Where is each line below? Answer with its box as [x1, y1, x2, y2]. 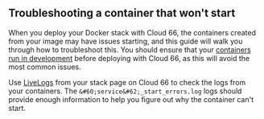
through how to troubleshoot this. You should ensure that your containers [8, 44, 251, 55]
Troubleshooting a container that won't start [8, 6, 236, 20]
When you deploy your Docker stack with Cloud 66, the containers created [8, 27, 256, 37]
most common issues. [8, 62, 82, 72]
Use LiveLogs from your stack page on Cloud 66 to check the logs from [8, 77, 246, 87]
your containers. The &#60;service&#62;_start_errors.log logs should [8, 86, 242, 96]
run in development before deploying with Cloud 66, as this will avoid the [8, 53, 250, 63]
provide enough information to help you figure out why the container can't [8, 94, 254, 104]
